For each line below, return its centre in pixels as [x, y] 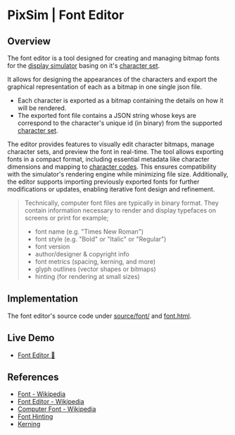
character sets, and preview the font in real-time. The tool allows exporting [115, 151]
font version [52, 246]
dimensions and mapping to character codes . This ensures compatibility [112, 167]
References [33, 377]
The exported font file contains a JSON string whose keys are [107, 115]
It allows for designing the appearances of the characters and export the [113, 79]
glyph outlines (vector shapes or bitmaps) [95, 269]
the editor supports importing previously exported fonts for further [103, 181]
